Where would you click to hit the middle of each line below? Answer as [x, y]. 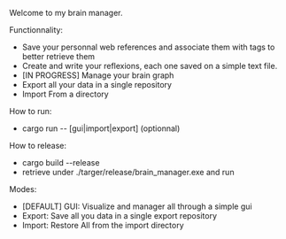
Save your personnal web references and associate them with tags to [148, 47]
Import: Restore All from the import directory [103, 225]
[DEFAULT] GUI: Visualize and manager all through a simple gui [137, 206]
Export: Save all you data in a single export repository [119, 216]
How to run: [31, 111]
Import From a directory [65, 94]
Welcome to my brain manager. [66, 13]
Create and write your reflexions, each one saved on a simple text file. [150, 66]
